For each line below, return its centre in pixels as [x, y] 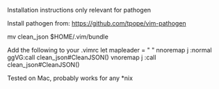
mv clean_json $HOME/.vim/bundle [58, 37]
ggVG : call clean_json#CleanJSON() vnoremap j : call [82, 57]
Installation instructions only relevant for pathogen [79, 10]
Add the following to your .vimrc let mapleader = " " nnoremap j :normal [109, 50]
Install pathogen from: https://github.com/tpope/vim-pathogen [97, 23]
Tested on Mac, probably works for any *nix [70, 78]
